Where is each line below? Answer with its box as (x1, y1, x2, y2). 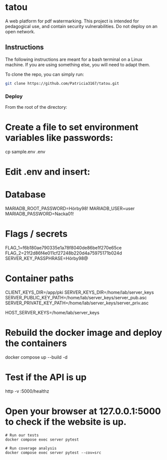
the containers (5, 338, 67, 349)
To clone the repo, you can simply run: (5, 71, 84, 77)
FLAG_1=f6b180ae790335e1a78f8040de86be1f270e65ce (5, 244, 122, 250)
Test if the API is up (5, 371, 87, 383)
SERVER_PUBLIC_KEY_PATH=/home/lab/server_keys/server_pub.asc (5, 294, 147, 300)
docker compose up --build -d (5, 354, 68, 360)
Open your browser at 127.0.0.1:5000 (5, 406, 161, 417)
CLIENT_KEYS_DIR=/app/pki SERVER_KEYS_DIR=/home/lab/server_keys (5, 289, 154, 295)
